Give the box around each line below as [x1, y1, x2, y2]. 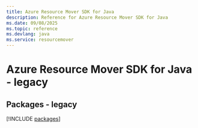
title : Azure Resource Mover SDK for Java [6, 8, 114, 15]
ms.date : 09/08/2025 [6, 20, 58, 26]
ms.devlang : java [6, 31, 50, 37]
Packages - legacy [6, 99, 77, 109]
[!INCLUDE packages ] [6, 115, 61, 122]
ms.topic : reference [6, 25, 58, 32]
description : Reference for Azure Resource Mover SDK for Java [6, 14, 169, 20]
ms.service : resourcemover [6, 37, 74, 43]
